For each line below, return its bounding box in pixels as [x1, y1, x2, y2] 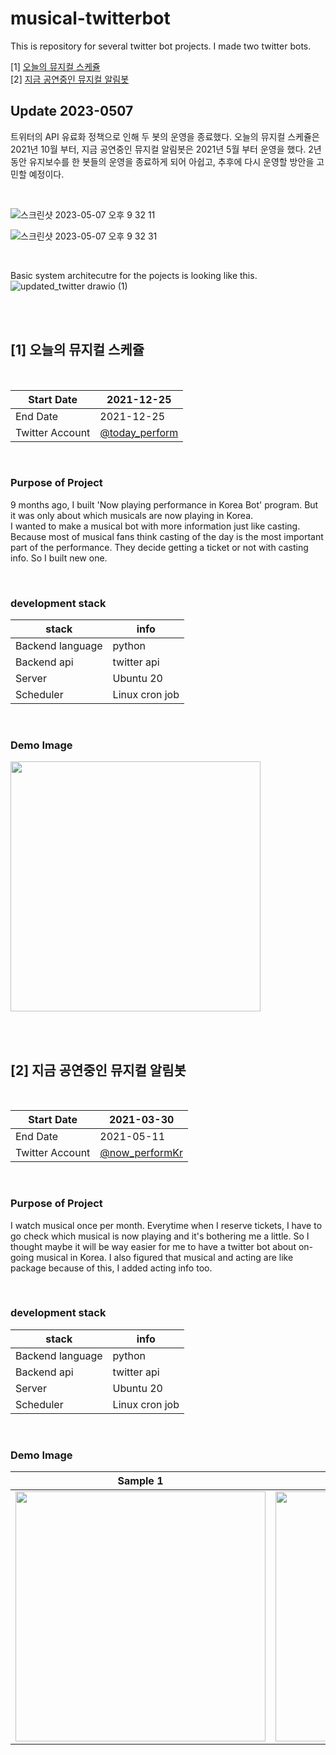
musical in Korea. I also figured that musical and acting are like [36, 1251, 294, 1263]
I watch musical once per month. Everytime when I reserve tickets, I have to [10, 1219, 323, 1231]
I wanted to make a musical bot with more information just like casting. [10, 520, 301, 532]
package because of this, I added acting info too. [10, 1262, 213, 1274]
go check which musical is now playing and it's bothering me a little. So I [10, 1230, 310, 1242]
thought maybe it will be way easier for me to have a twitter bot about [10, 1240, 297, 1252]
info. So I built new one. [10, 552, 108, 564]
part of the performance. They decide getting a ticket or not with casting [10, 541, 309, 553]
